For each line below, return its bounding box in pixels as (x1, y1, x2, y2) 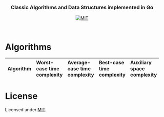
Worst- (36, 59, 54, 66)
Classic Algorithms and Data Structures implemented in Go (10, 4, 154, 11)
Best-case (99, 59, 124, 66)
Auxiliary (130, 59, 152, 66)
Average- (67, 59, 91, 66)
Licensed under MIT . (5, 107, 47, 113)
